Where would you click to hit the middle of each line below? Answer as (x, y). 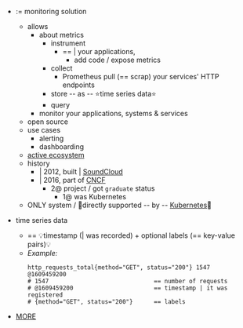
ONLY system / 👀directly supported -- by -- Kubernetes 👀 (119, 205)
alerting (51, 138)
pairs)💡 (39, 244)
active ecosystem (56, 155)
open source (48, 122)
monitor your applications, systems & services (113, 113)
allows (38, 26)
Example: (42, 253)
